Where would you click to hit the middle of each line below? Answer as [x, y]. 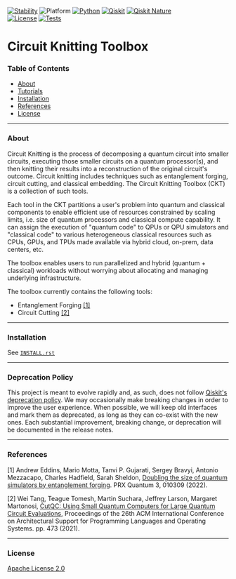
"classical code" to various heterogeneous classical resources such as [110, 234]
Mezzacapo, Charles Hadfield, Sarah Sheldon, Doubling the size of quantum [118, 477]
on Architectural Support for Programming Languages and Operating [106, 521]
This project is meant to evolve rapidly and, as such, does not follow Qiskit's [117, 392]
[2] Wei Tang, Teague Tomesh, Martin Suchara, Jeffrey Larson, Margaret [112, 498]
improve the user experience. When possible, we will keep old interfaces [112, 408]
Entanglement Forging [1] [54, 305]
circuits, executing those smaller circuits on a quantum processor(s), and [113, 161]
